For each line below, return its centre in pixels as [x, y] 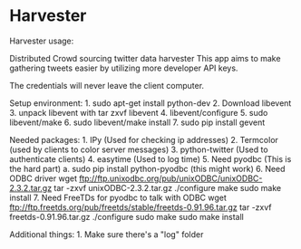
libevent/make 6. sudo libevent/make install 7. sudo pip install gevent [137, 122]
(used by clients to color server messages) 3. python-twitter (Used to [139, 149]
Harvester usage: [42, 41]
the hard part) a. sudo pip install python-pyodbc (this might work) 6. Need [147, 168]
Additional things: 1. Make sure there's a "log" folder [107, 234]
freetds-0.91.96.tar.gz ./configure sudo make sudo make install [127, 216]
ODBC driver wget [43, 178]
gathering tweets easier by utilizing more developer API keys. [124, 68]
